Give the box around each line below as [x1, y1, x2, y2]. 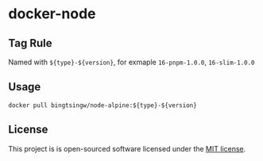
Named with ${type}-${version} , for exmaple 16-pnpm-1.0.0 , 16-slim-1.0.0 [8, 57, 256, 67]
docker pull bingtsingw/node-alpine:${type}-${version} [8, 101, 197, 109]
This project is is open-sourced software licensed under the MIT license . [8, 144, 246, 153]
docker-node [8, 5, 96, 23]
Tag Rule [8, 36, 52, 50]
